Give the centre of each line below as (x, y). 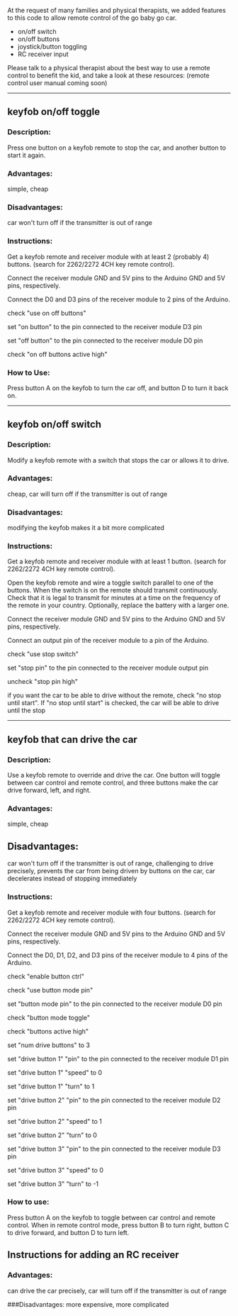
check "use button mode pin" (50, 990)
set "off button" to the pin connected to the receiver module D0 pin (105, 341)
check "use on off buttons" (47, 313)
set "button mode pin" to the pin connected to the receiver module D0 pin (115, 1004)
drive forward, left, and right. (49, 790)
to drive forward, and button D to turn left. (68, 1232)
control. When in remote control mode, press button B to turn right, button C (118, 1225)
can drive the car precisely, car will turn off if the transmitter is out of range (117, 1290)
